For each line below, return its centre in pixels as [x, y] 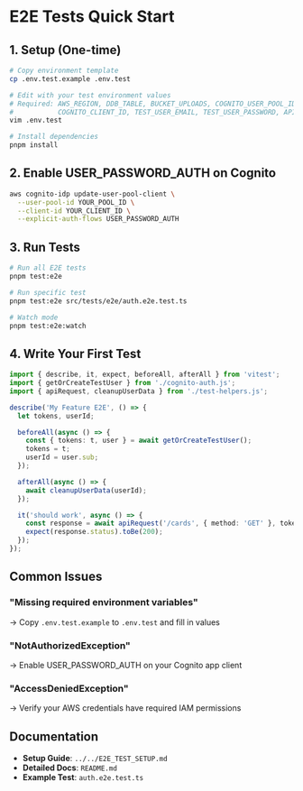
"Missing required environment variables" [104, 602]
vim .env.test [36, 120]
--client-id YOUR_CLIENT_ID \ [74, 211]
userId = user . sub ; [62, 457]
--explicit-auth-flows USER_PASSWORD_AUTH [98, 219]
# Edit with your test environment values [90, 95]
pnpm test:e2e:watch [48, 326]
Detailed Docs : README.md [69, 768]
